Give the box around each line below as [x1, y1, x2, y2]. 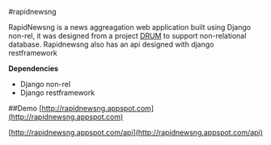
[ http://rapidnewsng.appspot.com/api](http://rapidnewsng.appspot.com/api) [8, 128, 263, 137]
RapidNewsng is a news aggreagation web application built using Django [8, 23, 252, 31]
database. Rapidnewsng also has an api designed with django [8, 39, 214, 49]
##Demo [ [8, 104, 42, 113]
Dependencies [8, 64, 59, 73]
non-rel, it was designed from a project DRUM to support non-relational [8, 31, 247, 40]
